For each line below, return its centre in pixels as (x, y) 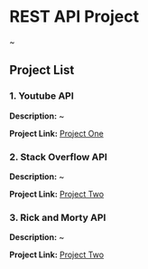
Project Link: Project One (56, 133)
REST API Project (74, 17)
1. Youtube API (42, 96)
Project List (42, 70)
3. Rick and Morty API (58, 217)
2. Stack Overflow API (59, 157)
